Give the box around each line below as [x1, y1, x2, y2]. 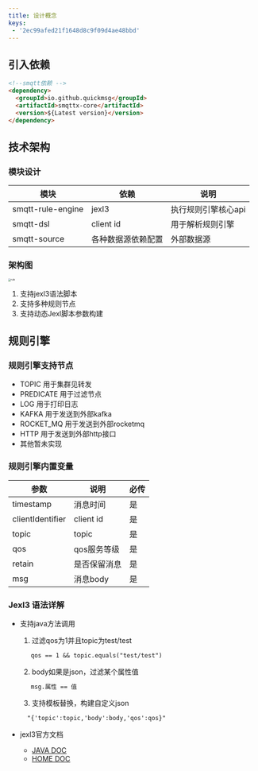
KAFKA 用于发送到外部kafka [19, 409, 113, 419]
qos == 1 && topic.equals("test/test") [30, 651, 163, 660]
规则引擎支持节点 [8, 360, 74, 370]
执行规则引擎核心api [170, 204, 246, 215]
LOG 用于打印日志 [19, 399, 79, 409]
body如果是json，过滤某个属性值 [31, 667, 139, 676]
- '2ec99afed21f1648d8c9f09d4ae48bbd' [11, 26, 141, 34]
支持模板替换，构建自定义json [31, 698, 129, 707]
